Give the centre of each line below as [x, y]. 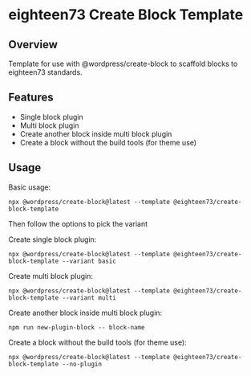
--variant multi [89, 298]
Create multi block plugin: [51, 276]
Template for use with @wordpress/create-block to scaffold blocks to [123, 63]
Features [31, 98]
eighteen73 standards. [45, 72]
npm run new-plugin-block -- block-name [77, 327]
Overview [33, 45]
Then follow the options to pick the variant [78, 223]
